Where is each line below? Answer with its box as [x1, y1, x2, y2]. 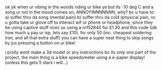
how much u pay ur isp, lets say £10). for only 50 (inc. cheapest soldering [5, 30, 152, 35]
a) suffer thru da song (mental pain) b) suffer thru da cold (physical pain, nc [5, 14, 156, 20]
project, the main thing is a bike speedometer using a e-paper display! [5, 55, 145, 60]
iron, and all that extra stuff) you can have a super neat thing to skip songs [5, 35, 154, 41]
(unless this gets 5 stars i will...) [5, 60, 68, 65]
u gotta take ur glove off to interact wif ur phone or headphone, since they [5, 19, 153, 25]
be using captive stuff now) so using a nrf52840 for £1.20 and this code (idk [5, 25, 158, 30]
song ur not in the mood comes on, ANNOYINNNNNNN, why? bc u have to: [5, 9, 155, 15]
